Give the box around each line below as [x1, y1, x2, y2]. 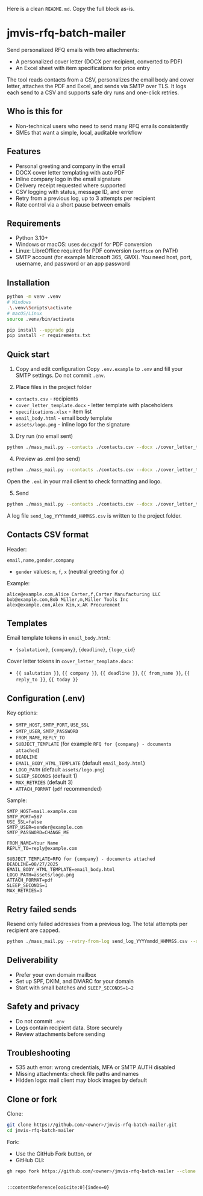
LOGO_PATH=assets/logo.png [7, 872, 75, 878]
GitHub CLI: [15, 1156, 45, 1163]
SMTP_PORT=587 [7, 814, 43, 820]
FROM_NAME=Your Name [7, 840, 59, 846]
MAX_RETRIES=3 [7, 888, 43, 894]
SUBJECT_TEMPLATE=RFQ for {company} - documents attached [7, 856, 155, 863]
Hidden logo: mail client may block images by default [15, 1076, 147, 1084]
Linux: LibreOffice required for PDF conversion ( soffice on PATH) [15, 247, 178, 254]
